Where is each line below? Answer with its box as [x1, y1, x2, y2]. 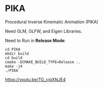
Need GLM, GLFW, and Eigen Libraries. [5, 28, 83, 34]
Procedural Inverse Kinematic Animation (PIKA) [5, 19, 99, 25]
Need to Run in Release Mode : [5, 37, 66, 43]
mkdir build [5, 51, 29, 56]
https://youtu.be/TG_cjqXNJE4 [5, 76, 66, 82]
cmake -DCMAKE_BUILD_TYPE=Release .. [5, 59, 81, 64]
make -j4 [5, 64, 23, 69]
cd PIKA [5, 47, 21, 52]
